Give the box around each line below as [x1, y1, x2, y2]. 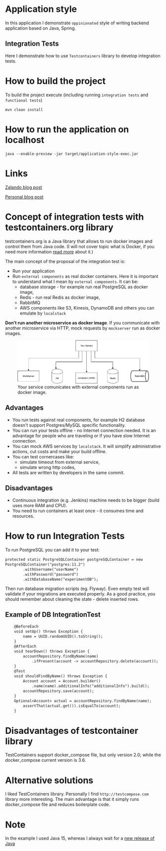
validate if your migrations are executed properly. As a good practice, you [5, 590, 156, 596]
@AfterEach [14, 644, 37, 649]
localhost [5, 134, 45, 145]
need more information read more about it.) [5, 249, 94, 255]
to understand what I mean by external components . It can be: [12, 278, 139, 284]
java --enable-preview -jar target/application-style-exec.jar [5, 151, 139, 156]
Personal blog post [5, 194, 44, 199]
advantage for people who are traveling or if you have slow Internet [12, 433, 150, 439]
